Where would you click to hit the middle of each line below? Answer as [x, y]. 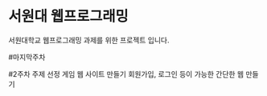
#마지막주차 [27, 57]
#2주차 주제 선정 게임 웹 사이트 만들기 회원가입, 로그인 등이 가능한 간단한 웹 [126, 74]
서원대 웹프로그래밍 [68, 16]
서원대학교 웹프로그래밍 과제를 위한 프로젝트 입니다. [89, 40]
